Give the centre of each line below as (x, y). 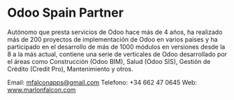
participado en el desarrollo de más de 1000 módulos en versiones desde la (116, 47)
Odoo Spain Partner (66, 13)
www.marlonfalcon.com (42, 90)
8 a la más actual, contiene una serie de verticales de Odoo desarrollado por (117, 54)
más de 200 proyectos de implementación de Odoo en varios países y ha (112, 39)
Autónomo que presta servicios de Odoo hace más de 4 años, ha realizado (115, 32)
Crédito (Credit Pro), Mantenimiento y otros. (71, 69)
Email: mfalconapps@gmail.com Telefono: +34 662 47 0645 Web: (102, 82)
